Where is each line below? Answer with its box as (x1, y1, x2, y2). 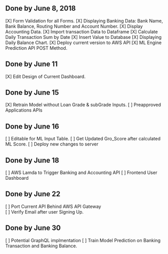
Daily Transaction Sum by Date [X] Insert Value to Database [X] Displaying (5, 34, 162, 40)
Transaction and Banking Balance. (5, 243, 78, 249)
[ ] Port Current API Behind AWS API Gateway (5, 203, 101, 209)
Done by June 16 (5, 122, 59, 131)
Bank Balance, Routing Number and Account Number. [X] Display (5, 23, 143, 29)
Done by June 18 (5, 156, 59, 164)
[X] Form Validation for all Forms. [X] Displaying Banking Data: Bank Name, (5, 17, 163, 24)
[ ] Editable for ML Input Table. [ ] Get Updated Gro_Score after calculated (5, 136, 161, 142)
